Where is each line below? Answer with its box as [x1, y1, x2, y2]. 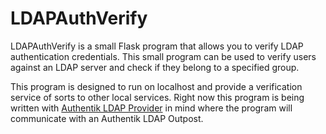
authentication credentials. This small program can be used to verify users [10, 50, 317, 62]
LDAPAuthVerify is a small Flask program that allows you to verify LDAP [10, 40, 304, 52]
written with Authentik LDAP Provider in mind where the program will [10, 102, 293, 114]
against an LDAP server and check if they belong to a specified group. [10, 61, 300, 73]
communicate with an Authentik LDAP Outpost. [10, 112, 204, 124]
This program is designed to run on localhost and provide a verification [10, 80, 303, 92]
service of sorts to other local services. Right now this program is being [10, 91, 305, 103]
